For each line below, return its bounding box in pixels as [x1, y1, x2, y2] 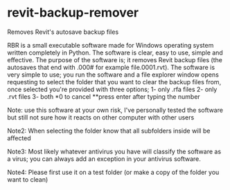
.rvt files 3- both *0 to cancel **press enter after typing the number [7, 92, 201, 101]
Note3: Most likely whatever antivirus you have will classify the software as [7, 147, 222, 155]
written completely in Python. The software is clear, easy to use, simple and [7, 48, 223, 57]
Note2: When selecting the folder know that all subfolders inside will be [7, 126, 211, 135]
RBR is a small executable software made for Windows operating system [7, 41, 214, 49]
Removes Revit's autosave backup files [7, 28, 119, 36]
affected [7, 133, 31, 142]
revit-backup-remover [7, 5, 139, 21]
